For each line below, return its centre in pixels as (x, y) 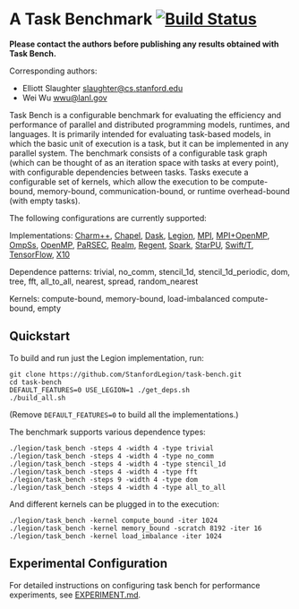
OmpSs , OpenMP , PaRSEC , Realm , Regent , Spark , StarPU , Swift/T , (132, 244)
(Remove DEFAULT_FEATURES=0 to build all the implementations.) (124, 414)
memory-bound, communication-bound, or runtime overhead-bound (164, 191)
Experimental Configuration (89, 564)
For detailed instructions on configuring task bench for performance (135, 585)
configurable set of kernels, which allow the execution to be (120, 181)
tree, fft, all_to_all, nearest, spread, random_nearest (104, 281)
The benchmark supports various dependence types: (107, 432)
